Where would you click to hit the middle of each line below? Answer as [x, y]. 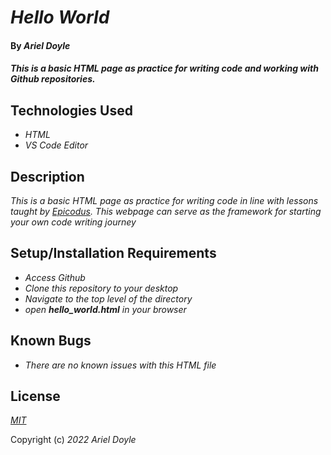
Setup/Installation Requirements [113, 253]
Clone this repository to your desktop [101, 288]
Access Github [55, 277]
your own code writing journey [73, 222]
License [35, 396]
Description [47, 176]
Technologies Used [71, 110]
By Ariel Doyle [40, 45]
